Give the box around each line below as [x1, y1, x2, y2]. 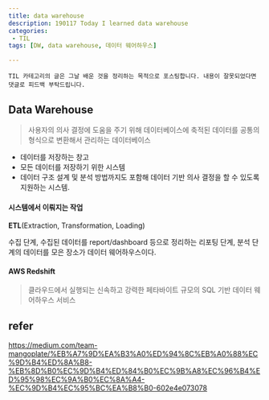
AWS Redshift [8, 266, 56, 276]
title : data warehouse [8, 11, 84, 20]
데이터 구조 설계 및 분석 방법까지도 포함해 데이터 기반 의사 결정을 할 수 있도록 [19, 172, 260, 182]
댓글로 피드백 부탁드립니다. [8, 81, 86, 89]
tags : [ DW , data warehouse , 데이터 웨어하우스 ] [8, 42, 157, 50]
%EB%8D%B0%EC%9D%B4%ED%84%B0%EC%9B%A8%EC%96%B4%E [8, 366, 261, 376]
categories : [8, 27, 48, 35]
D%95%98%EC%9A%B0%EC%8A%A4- [8, 375, 145, 385]
